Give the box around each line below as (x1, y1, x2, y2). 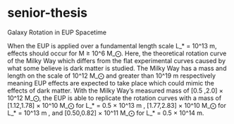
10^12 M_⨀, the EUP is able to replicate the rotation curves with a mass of (7, 93, 222, 102)
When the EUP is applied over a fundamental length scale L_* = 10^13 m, (7, 41, 217, 50)
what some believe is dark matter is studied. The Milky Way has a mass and (7, 64, 227, 72)
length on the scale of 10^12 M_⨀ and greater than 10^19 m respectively (7, 71, 216, 80)
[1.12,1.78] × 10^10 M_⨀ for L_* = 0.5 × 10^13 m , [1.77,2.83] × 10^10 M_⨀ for (7, 101, 227, 109)
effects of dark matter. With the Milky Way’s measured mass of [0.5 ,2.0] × (7, 86, 223, 95)
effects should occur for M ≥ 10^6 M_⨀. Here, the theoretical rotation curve (7, 49, 227, 57)
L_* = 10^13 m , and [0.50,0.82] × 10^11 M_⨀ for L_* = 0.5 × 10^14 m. (7, 109, 204, 117)
